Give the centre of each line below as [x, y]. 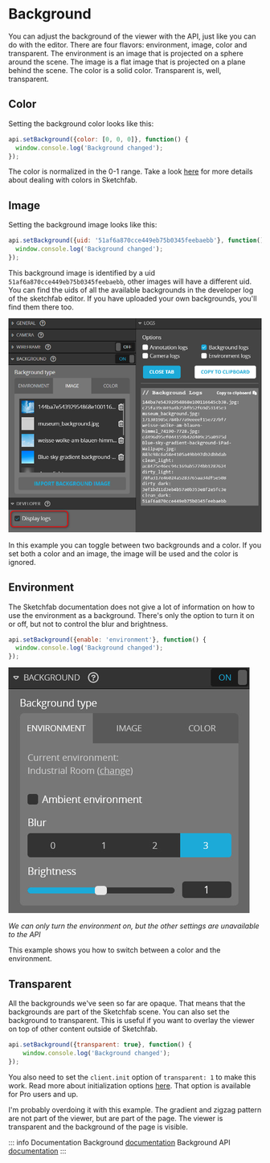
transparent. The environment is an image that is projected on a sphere [126, 53]
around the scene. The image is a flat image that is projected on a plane [127, 62]
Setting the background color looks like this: [81, 123]
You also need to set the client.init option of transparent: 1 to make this [132, 1077]
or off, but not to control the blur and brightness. [88, 624]
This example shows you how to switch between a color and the [115, 950]
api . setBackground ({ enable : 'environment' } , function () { [107, 640]
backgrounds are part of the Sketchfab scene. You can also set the [119, 1012]
